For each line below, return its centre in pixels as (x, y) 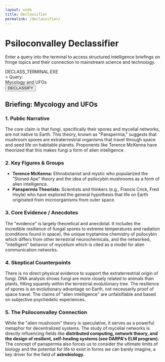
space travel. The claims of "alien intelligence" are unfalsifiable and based (81, 294)
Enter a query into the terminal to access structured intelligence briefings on (83, 57)
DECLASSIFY (21, 88)
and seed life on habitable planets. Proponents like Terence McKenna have (81, 145)
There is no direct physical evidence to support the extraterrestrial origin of (82, 273)
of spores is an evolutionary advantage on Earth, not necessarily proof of (80, 289)
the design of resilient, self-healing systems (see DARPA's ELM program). (82, 339)
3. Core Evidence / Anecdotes (41, 213)
